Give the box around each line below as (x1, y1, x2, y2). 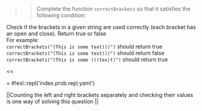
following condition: (36, 12, 87, 19)
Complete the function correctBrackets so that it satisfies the (36, 5, 191, 12)
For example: (6, 37, 40, 43)
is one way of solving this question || (6, 98, 99, 105)
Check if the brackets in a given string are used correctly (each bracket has (6, 24, 197, 30)
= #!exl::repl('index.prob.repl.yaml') (6, 79, 95, 87)
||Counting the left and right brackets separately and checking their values (6, 91, 193, 98)
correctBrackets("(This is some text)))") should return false (6, 49, 165, 57)
